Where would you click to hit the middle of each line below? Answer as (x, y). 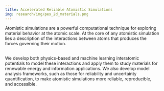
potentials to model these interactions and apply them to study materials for (81, 63)
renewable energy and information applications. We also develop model (77, 68)
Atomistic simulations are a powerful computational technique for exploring (81, 28)
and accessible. (21, 84)
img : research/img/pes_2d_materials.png (47, 14)
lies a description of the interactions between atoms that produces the (76, 38)
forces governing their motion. (36, 43)
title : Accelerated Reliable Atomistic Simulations (59, 9)
